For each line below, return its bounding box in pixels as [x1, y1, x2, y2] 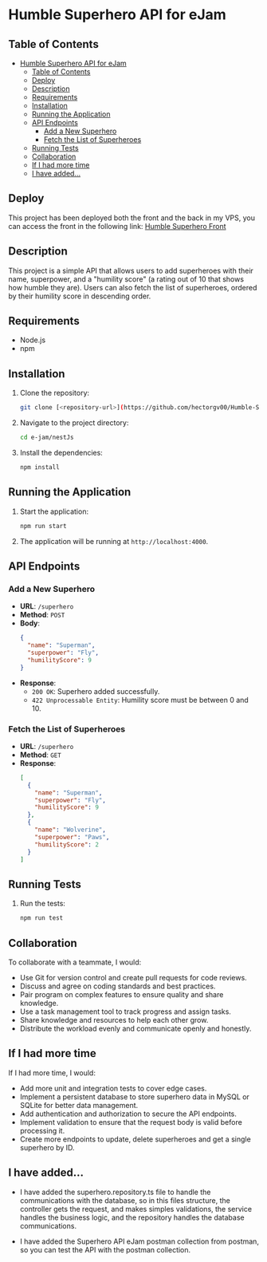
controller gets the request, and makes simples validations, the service [19, 1204, 253, 1213]
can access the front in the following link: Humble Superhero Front [8, 221, 226, 231]
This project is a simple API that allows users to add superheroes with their [8, 266, 253, 275]
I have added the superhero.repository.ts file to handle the [19, 1187, 211, 1197]
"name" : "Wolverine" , [34, 826, 106, 834]
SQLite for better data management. [19, 1100, 139, 1110]
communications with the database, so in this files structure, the [19, 1195, 231, 1205]
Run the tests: [19, 899, 66, 909]
